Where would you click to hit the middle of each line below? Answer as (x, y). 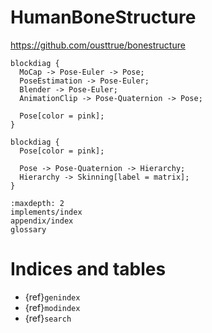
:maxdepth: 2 (37, 203)
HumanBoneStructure (103, 17)
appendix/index (42, 221)
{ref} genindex (52, 297)
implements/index (46, 212)
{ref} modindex (52, 307)
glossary (28, 229)
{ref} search (48, 318)
